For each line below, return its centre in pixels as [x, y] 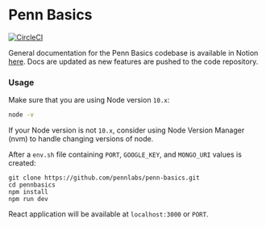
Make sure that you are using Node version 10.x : [89, 100]
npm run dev [28, 200]
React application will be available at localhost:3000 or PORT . [108, 214]
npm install [28, 192]
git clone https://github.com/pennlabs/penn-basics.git [104, 178]
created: [22, 163]
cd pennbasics [32, 185]
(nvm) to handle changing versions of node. [81, 139]
